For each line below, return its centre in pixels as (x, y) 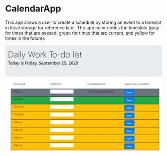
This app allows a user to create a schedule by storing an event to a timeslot (83, 22)
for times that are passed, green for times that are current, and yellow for (80, 33)
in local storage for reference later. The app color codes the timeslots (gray (82, 27)
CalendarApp (33, 9)
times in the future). (25, 38)
